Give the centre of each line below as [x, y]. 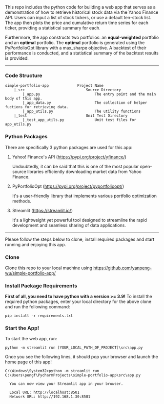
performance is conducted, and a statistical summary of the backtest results [82, 53]
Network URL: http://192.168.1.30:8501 [50, 397]
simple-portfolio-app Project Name [54, 86]
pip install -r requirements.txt [39, 316]
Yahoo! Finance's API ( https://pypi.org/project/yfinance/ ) [69, 157]
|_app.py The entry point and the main [89, 94]
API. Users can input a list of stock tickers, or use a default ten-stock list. [78, 17]
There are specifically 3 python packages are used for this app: [69, 147]
